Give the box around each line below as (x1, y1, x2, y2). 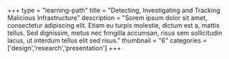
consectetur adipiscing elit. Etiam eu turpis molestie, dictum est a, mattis (7, 21, 220, 29)
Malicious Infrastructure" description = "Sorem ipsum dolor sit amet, (7, 14, 208, 22)
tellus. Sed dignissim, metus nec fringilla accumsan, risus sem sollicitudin (7, 28, 223, 37)
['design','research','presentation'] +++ (7, 44, 122, 52)
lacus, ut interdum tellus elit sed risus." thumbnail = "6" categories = (7, 36, 208, 45)
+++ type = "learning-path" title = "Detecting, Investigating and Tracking (7, 6, 220, 14)
